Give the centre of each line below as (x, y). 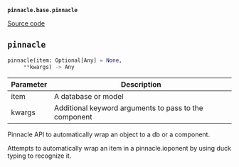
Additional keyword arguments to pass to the (129, 108)
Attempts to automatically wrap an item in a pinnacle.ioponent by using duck (119, 148)
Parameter (29, 84)
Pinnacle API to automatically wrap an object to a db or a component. (109, 134)
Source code (26, 23)
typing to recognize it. (39, 156)
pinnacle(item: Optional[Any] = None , (65, 60)
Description (141, 84)
